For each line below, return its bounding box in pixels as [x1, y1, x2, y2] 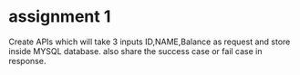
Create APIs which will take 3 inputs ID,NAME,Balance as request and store [8, 36, 291, 47]
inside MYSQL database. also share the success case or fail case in [8, 45, 263, 56]
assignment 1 [8, 6, 111, 27]
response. [8, 55, 47, 66]
